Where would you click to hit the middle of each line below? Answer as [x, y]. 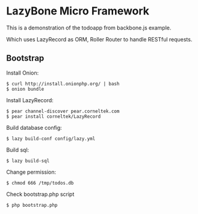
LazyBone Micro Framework [78, 11]
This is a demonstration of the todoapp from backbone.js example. [89, 28]
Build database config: [34, 127]
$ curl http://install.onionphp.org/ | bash [63, 84]
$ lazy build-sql [28, 160]
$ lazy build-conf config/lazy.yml [51, 139]
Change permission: [31, 172]
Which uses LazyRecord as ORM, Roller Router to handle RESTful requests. [99, 39]
